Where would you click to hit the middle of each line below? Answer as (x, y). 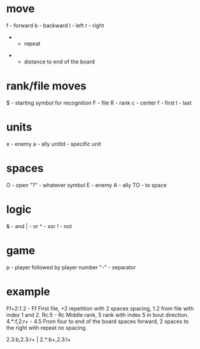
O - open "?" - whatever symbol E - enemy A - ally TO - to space (86, 185)
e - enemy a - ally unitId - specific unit (54, 144)
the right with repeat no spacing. (47, 327)
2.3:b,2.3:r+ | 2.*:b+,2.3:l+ (39, 339)
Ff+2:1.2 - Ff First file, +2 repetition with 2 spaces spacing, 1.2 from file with (100, 308)
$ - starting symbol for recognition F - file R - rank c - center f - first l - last (99, 103)
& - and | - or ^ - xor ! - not (39, 226)
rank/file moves (46, 86)
